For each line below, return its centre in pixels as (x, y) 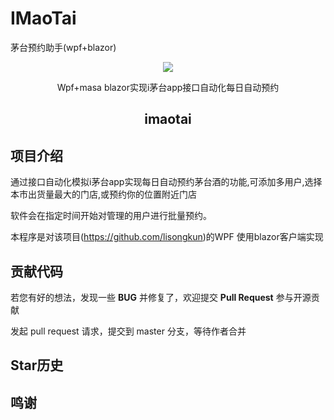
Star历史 (37, 365)
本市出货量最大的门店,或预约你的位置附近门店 (104, 194)
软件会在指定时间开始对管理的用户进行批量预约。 (111, 216)
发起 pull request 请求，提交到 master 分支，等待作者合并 (128, 331)
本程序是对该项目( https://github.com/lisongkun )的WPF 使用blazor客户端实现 (167, 237)
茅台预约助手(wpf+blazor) (63, 47)
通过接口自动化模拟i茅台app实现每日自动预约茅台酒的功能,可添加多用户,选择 (166, 182)
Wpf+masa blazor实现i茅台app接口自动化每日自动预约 (168, 87)
